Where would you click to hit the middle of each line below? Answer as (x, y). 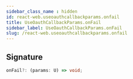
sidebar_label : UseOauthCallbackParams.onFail (64, 28)
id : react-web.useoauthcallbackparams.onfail (63, 17)
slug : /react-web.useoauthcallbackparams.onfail (67, 33)
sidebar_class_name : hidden (42, 11)
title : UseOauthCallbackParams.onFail (54, 22)
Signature (24, 57)
